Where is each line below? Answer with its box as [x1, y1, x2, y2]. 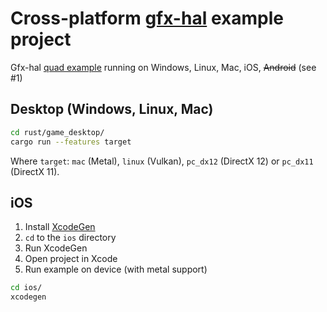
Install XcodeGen [24, 221, 96, 233]
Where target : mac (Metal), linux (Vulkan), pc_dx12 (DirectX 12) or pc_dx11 [10, 155, 314, 167]
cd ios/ [10, 283, 43, 293]
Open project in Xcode [24, 253, 118, 265]
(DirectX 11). [10, 165, 60, 177]
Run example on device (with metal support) [24, 263, 208, 276]
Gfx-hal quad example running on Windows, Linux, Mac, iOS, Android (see [10, 61, 317, 73]
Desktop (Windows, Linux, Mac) [10, 101, 214, 118]
